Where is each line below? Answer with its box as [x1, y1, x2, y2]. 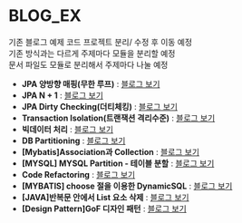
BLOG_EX [8, 5, 82, 26]
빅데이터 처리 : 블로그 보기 [21, 123, 114, 134]
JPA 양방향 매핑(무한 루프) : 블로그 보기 [21, 78, 160, 89]
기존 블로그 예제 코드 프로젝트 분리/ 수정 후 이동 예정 [8, 36, 192, 47]
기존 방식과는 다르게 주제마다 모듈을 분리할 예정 [8, 47, 176, 59]
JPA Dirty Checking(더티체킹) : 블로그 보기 [21, 101, 179, 111]
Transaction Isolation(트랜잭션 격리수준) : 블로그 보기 [21, 112, 216, 123]
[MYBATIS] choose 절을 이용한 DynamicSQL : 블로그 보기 [21, 180, 233, 191]
